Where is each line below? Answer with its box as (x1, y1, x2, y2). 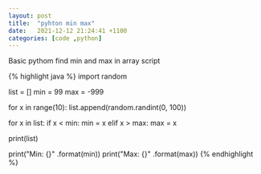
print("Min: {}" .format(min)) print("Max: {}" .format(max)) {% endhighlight (8, 149, 254, 159)
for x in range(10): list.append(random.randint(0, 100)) (8, 103, 187, 112)
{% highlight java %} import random (8, 71, 127, 81)
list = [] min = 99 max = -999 (8, 87, 104, 97)
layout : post (8, 11, 52, 20)
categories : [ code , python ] (8, 34, 103, 42)
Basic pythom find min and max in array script (8, 56, 161, 66)
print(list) (8, 134, 39, 144)
